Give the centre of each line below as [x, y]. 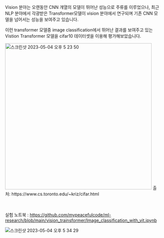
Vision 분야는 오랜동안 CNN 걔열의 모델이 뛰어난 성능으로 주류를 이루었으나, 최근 [82, 7]
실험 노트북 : [17, 215]
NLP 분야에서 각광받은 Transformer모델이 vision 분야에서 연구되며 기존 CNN [79, 13]
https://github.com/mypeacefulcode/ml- [70, 215]
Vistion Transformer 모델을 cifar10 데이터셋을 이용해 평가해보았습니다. [73, 36]
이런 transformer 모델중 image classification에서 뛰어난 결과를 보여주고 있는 [79, 30]
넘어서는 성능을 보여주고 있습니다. [46, 19]
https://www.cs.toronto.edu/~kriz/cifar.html [55, 194]
